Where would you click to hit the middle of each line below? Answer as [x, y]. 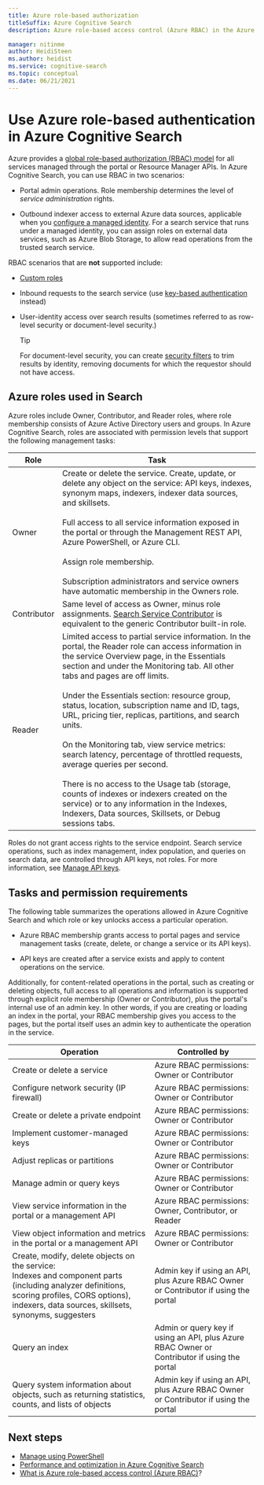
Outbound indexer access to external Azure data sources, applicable [130, 214]
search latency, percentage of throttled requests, [152, 754]
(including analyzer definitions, [69, 1285]
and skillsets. [86, 503]
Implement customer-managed [70, 1133]
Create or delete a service [60, 1070]
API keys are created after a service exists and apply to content [122, 959]
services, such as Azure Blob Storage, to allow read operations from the [136, 239]
